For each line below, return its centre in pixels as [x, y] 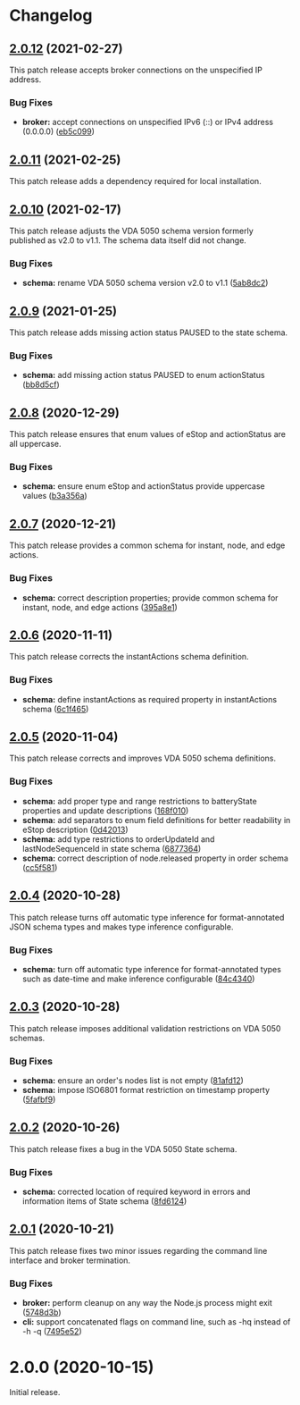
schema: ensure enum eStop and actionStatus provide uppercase [143, 486]
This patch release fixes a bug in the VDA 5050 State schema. [123, 1148]
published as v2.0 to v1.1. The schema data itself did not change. [128, 240]
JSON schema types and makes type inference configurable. [121, 927]
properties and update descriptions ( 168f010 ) [105, 811]
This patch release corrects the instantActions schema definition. [129, 657]
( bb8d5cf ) [41, 384]
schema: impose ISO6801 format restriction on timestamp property [146, 1090]
